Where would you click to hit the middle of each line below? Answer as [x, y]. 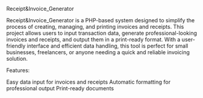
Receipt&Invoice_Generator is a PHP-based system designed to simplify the [101, 20]
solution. [17, 59]
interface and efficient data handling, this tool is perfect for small [108, 46]
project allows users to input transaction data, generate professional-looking [102, 33]
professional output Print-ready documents [60, 88]
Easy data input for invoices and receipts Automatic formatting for [88, 82]
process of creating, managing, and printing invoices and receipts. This [95, 27]
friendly [16, 46]
